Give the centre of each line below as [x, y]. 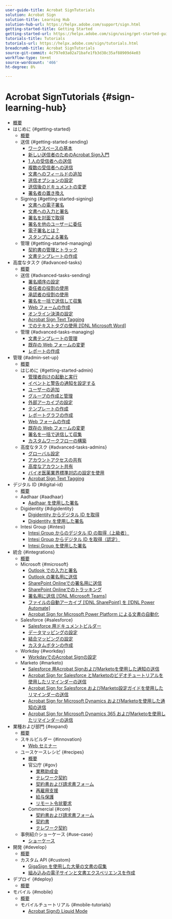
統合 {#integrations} [34, 552]
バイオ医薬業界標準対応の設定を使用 [66, 473]
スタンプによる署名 [48, 237]
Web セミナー [42, 746]
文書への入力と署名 [48, 211]
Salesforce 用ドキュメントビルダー [64, 626]
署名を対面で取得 [46, 218]
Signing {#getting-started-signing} [57, 199]
